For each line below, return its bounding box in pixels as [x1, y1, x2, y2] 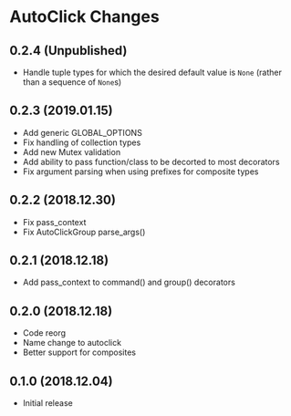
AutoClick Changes [9, 6, 160, 27]
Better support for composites [22, 347, 137, 358]
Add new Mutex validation [22, 146, 121, 157]
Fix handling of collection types [22, 137, 141, 148]
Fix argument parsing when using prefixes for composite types [22, 166, 259, 177]
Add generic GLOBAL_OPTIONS [22, 127, 143, 138]
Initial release [22, 398, 73, 409]
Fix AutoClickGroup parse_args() [22, 226, 146, 237]
